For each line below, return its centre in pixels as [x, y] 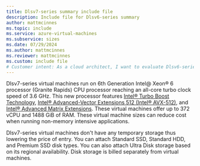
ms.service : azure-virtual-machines [51, 34]
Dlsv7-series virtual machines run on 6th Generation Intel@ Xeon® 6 [90, 84]
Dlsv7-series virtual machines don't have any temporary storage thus [91, 133]
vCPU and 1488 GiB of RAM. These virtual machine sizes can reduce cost [96, 115]
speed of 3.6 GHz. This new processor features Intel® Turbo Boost [88, 96]
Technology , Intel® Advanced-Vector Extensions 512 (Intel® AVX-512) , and [97, 103]
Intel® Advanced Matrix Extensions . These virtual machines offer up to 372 [98, 109]
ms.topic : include [29, 28]
